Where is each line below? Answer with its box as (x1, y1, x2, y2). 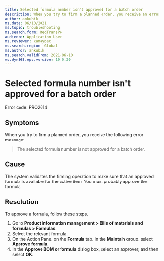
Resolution (5, 198, 39, 206)
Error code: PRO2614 (5, 104, 48, 110)
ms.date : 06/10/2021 (5, 20, 47, 26)
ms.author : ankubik (5, 48, 45, 53)
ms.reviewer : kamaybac (5, 39, 51, 44)
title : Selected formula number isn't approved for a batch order (5, 7, 143, 12)
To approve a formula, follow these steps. (5, 211, 89, 217)
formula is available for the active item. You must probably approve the (5, 179, 147, 184)
